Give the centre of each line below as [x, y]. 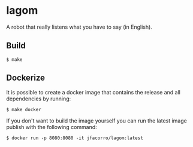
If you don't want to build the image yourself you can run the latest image [96, 121]
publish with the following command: [52, 127]
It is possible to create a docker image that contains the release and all [94, 92]
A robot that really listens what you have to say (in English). [79, 27]
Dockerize [26, 78]
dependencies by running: [39, 99]
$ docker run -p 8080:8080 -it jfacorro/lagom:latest [75, 138]
